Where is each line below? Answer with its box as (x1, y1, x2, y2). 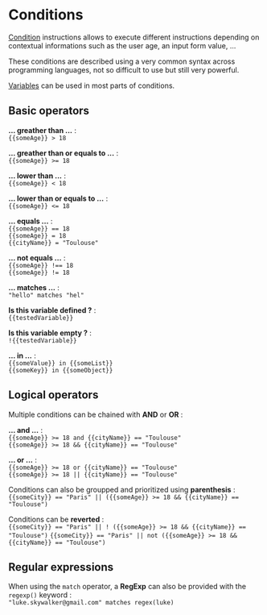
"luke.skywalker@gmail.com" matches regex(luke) (8, 599, 175, 607)
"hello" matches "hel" (8, 291, 84, 299)
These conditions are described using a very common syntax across (8, 56, 236, 66)
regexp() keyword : (8, 590, 72, 600)
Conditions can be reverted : (8, 514, 105, 524)
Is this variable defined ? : (8, 305, 97, 315)
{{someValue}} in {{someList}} (8, 359, 113, 368)
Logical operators (8, 389, 99, 402)
